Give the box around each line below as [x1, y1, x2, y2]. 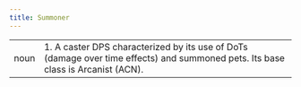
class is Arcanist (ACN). [43, 63, 144, 75]
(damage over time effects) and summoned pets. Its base [43, 51, 285, 64]
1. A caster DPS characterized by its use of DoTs [43, 40, 248, 53]
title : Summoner [9, 13, 70, 22]
